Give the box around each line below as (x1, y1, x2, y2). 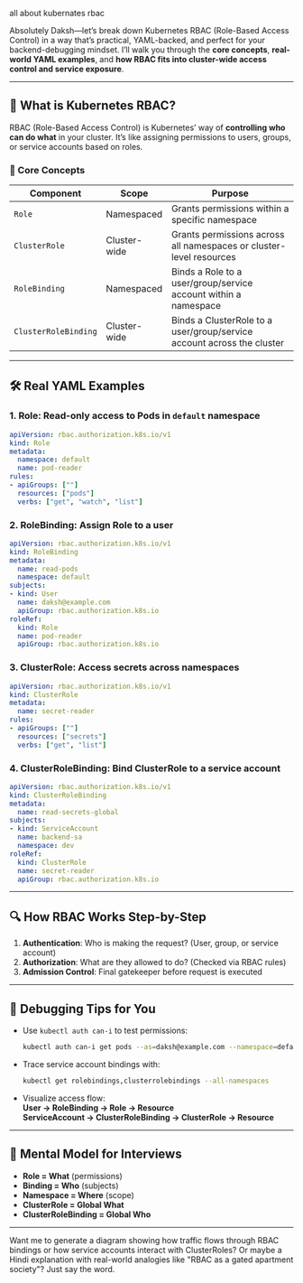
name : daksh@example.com (17, 598, 111, 608)
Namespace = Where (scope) (22, 1189, 135, 1200)
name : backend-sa (17, 832, 83, 842)
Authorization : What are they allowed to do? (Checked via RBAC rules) (22, 957, 287, 968)
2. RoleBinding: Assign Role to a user (9, 518, 174, 531)
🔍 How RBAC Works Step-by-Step (9, 909, 207, 925)
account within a (170, 288, 242, 301)
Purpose (211, 187, 250, 200)
